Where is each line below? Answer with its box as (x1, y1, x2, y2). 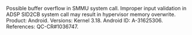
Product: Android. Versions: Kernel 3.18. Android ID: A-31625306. (6, 17, 163, 24)
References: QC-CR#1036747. (6, 23, 79, 30)
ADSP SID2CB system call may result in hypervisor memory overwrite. (6, 11, 176, 18)
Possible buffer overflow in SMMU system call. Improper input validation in (6, 5, 187, 11)
